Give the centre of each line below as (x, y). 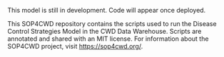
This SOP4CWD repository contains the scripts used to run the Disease (112, 24)
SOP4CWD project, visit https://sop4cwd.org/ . (75, 46)
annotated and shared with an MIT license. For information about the (108, 39)
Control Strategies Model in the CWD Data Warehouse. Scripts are (105, 31)
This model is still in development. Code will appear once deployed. (107, 10)
